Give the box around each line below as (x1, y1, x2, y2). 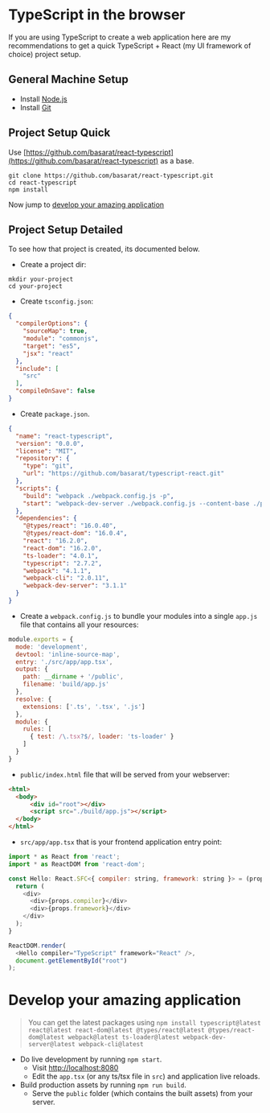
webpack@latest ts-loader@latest (67, 1033, 180, 1041)
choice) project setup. (8, 49, 82, 59)
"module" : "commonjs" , (22, 335, 99, 343)
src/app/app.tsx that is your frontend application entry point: (19, 837, 223, 847)
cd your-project (8, 282, 63, 291)
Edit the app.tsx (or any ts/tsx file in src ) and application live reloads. (31, 1072, 260, 1082)
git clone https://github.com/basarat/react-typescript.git (8, 171, 215, 179)
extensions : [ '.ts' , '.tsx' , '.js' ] (22, 703, 146, 711)
